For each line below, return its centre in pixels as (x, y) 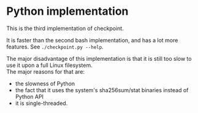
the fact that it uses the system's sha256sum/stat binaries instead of (102, 90)
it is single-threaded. (41, 103)
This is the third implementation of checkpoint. (65, 28)
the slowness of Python (45, 84)
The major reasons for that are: (45, 71)
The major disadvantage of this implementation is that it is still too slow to (99, 58)
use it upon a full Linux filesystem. (50, 65)
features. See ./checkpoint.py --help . (55, 47)
